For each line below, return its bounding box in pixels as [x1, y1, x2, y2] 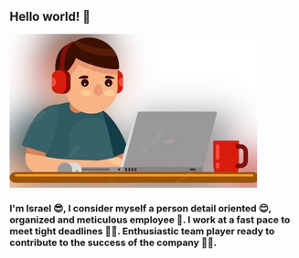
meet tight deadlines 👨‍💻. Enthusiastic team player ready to [9, 224, 275, 237]
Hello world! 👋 [9, 9, 91, 25]
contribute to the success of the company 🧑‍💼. [9, 236, 218, 249]
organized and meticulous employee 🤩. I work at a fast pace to [9, 213, 291, 226]
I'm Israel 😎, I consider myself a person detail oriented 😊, [9, 201, 272, 214]
